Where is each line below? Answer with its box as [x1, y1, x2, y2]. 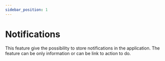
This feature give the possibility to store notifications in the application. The [5, 45, 160, 51]
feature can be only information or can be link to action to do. [5, 50, 131, 56]
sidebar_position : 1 [5, 7, 48, 12]
